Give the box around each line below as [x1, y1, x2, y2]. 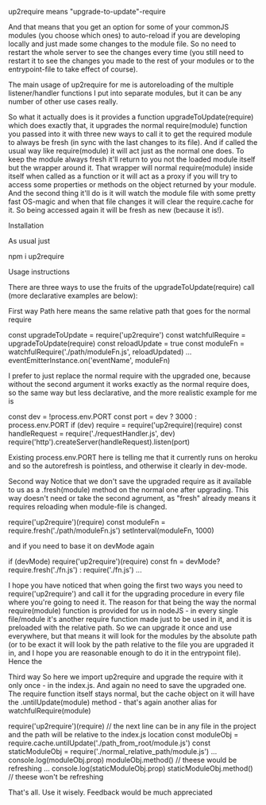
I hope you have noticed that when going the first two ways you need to [8, 580, 244, 590]
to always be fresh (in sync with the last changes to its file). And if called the [8, 138, 258, 147]
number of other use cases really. [8, 97, 118, 106]
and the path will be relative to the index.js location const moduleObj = [8, 730, 239, 739]
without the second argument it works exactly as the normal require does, [8, 380, 250, 389]
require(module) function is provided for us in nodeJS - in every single [8, 606, 238, 615]
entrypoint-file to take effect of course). [8, 64, 138, 74]
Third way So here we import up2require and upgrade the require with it [8, 672, 244, 682]
